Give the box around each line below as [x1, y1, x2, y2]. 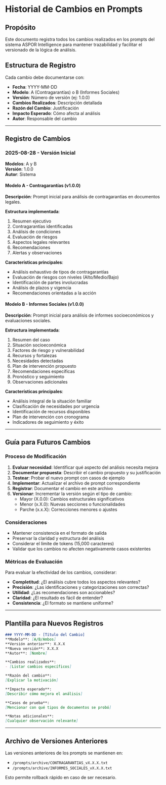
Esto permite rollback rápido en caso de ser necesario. [5, 774, 117, 780]
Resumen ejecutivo [12, 218, 52, 224]
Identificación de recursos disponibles [12, 408, 90, 414]
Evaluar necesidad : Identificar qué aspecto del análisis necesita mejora [12, 464, 159, 470]
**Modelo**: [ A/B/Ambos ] [5, 637, 56, 642]
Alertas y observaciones [12, 249, 62, 256]
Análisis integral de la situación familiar [12, 398, 92, 404]
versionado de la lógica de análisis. [5, 47, 77, 53]
